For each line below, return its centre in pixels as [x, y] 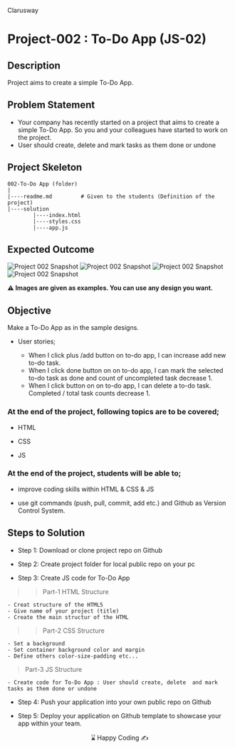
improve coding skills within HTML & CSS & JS [86, 489]
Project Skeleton [45, 167]
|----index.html [57, 215]
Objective [30, 310]
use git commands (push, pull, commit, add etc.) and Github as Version [122, 503]
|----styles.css [57, 221]
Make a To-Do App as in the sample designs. [73, 328]
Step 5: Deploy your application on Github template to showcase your [120, 715]
